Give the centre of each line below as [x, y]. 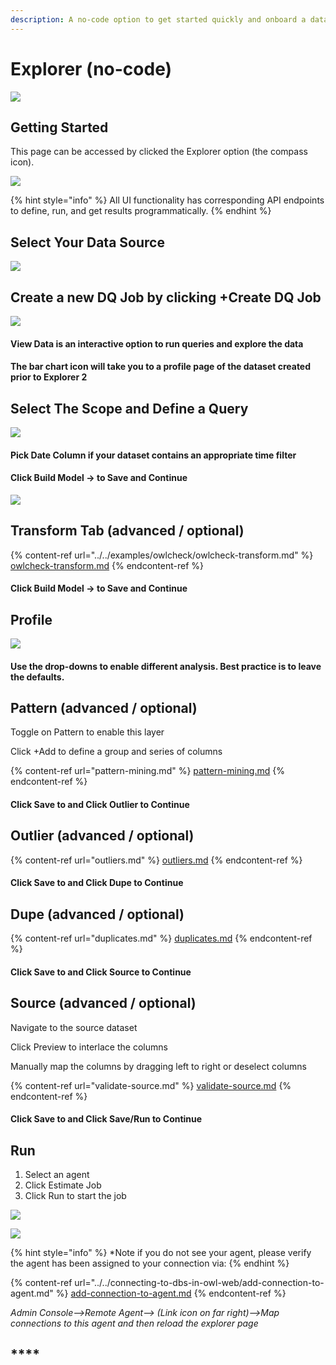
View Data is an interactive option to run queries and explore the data [157, 343]
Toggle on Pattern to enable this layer [87, 732]
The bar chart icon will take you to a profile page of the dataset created [161, 367]
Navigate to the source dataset [74, 1027]
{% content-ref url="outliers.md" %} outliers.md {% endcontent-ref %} [156, 860]
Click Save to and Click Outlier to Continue [100, 805]
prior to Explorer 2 [49, 377]
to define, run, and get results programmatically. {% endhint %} [141, 211]
